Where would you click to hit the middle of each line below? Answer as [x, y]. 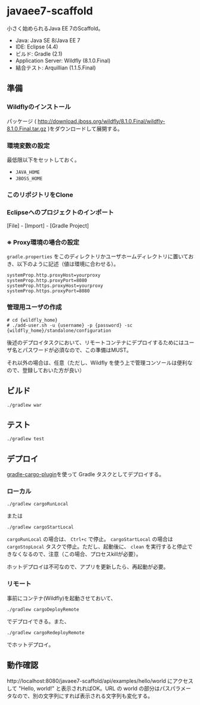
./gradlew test [26, 439]
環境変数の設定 [28, 146]
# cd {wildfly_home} [33, 320]
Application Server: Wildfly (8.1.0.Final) [63, 60]
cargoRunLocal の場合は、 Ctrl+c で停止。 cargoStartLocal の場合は [90, 539]
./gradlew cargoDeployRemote [43, 609]
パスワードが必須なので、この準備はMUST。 [77, 350]
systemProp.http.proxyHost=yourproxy [54, 276]
